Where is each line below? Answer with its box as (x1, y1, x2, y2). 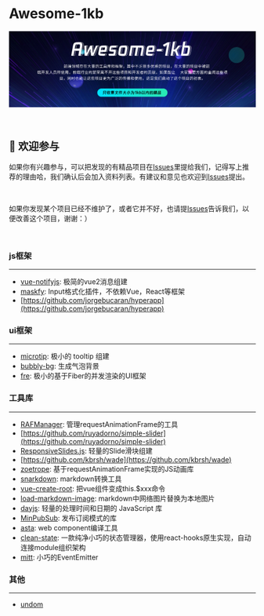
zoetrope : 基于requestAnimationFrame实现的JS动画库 (20, 464, 194, 473)
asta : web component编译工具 (20, 523, 118, 532)
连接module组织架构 (20, 542, 86, 552)
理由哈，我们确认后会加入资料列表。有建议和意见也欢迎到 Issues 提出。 (22, 172, 250, 181)
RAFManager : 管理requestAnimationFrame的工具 (20, 419, 179, 428)
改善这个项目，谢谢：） (15, 213, 92, 223)
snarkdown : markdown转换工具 (20, 474, 122, 483)
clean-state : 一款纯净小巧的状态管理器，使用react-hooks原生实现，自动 (20, 533, 251, 542)
